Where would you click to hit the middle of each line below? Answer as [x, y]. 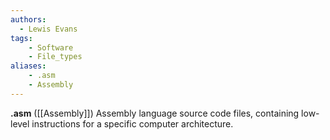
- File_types [55, 57]
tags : [21, 38]
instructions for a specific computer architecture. [132, 123]
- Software [51, 47]
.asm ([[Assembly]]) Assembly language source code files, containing [155, 113]
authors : [28, 19]
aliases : [28, 66]
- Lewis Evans [48, 29]
